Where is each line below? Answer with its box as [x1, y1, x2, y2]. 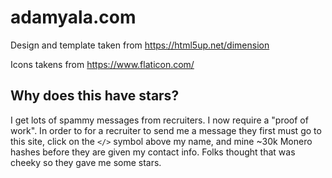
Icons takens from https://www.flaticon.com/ [10, 58, 195, 70]
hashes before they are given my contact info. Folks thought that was [10, 146, 296, 158]
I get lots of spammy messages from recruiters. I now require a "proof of [10, 114, 309, 126]
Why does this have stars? [10, 87, 180, 105]
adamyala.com [10, 6, 137, 29]
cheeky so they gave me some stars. [10, 156, 162, 168]
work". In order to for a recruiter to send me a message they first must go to [10, 124, 322, 136]
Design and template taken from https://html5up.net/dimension [10, 39, 270, 51]
